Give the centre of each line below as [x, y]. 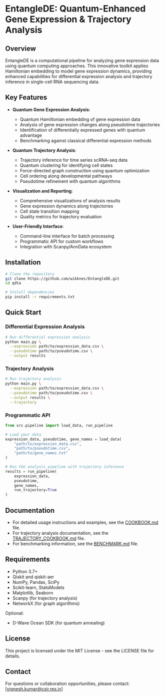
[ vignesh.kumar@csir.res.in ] [34, 689]
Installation [23, 263]
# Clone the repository [30, 274]
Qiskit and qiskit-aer [33, 577]
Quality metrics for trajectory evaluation [61, 216]
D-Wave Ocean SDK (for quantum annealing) [58, 623]
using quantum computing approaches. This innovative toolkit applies [77, 66]
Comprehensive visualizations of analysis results [70, 200]
